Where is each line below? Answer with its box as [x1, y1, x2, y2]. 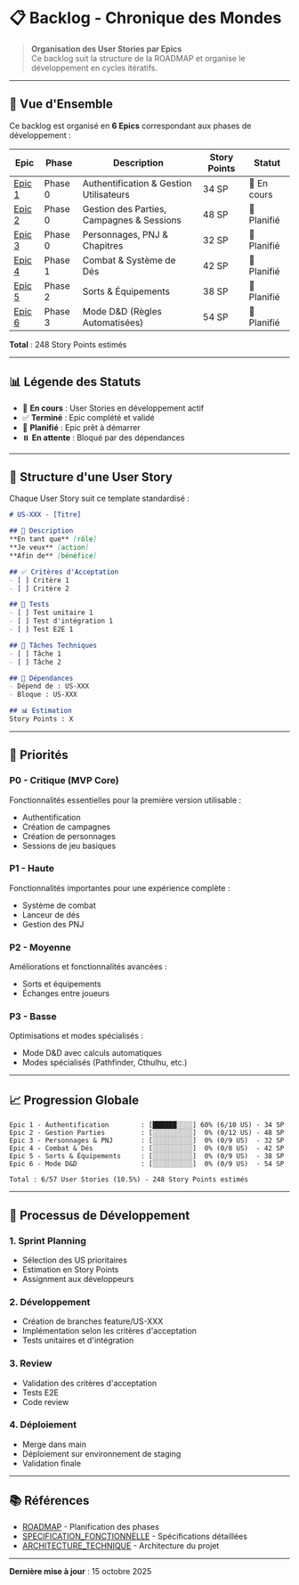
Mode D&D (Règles [82, 305, 163, 317]
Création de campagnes [21, 821, 111, 832]
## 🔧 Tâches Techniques [9, 641, 98, 650]
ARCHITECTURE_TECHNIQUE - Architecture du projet [21, 1540, 220, 1551]
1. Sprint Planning [9, 1234, 86, 1246]
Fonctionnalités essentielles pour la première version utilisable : [9, 795, 242, 805]
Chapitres [82, 239, 124, 251]
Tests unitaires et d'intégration [21, 1335, 134, 1346]
